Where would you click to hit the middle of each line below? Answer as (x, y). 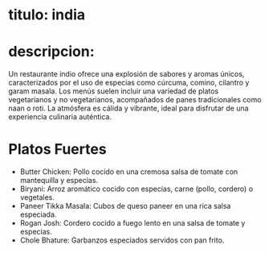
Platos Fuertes (57, 149)
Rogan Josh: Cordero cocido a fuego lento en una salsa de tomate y (132, 223)
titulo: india (47, 15)
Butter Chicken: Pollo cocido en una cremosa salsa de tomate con (129, 172)
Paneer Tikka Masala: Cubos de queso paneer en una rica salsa (125, 206)
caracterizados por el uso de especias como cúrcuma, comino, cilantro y (129, 83)
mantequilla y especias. (59, 180)
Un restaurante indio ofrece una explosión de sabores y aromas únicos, (126, 74)
